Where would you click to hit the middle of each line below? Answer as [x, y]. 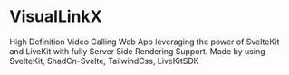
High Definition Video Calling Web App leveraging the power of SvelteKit [144, 42]
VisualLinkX [56, 17]
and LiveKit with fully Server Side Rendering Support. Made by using [137, 51]
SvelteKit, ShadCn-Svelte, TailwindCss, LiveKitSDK [104, 61]
